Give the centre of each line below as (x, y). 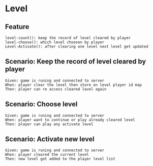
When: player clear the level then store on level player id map (73, 85)
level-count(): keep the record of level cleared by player (68, 38)
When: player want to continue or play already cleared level (70, 120)
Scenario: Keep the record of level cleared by (76, 62)
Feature (17, 27)
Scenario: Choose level (41, 104)
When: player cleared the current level (47, 155)
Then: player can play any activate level (49, 124)
